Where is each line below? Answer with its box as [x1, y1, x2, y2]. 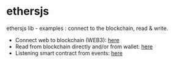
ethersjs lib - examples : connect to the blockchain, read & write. [6, 24, 169, 32]
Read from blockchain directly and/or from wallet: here [15, 43, 153, 50]
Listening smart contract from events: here [15, 49, 123, 56]
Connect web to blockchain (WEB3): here [15, 36, 120, 43]
